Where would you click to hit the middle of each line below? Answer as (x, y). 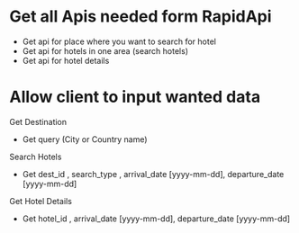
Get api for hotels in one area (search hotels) (105, 50)
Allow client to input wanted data (135, 97)
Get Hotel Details (41, 201)
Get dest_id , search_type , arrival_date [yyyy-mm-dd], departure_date (153, 174)
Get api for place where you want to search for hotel (119, 41)
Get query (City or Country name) (85, 139)
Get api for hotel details (66, 60)
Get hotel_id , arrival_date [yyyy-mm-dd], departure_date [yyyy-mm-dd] (156, 219)
